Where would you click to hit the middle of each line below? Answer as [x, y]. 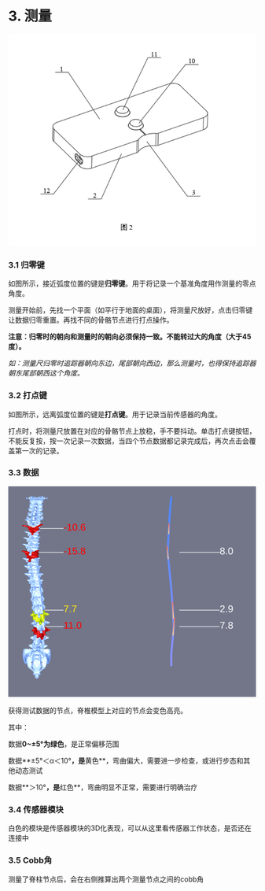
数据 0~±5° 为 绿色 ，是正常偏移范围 [64, 744]
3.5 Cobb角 [30, 860]
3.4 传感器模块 [36, 810]
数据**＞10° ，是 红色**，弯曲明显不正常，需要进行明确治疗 [103, 787]
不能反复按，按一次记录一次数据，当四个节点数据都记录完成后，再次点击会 [129, 441]
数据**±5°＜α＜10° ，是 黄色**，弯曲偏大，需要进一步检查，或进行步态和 [126, 761]
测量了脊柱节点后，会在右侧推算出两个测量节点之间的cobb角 [106, 879]
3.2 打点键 [28, 396]
